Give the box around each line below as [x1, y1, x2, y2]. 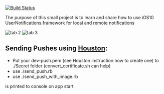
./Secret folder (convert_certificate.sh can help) [12, 63, 111, 69]
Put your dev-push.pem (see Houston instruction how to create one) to [12, 57, 159, 63]
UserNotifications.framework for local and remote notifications [5, 20, 134, 26]
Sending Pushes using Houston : [5, 44, 108, 53]
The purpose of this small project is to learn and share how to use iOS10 [5, 15, 154, 20]
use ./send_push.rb [12, 68, 53, 74]
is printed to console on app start [5, 83, 74, 89]
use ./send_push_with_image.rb [12, 73, 78, 79]
